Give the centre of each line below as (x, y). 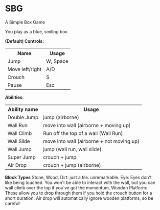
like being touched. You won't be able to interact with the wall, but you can (80, 183)
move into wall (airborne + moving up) (87, 125)
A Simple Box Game (25, 22)
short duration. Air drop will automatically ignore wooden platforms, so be (79, 198)
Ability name (23, 109)
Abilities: (14, 97)
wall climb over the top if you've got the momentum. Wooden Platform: (76, 187)
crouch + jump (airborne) (72, 165)
